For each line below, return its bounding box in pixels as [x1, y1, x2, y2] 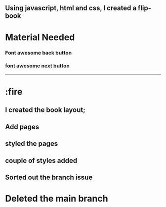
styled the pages [5, 140, 58, 148]
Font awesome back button [5, 49, 72, 56]
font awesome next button [5, 62, 70, 69]
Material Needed [5, 32, 75, 43]
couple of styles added [5, 156, 78, 165]
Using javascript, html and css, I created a [5, 4, 137, 12]
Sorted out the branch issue [5, 173, 93, 181]
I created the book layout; [5, 106, 85, 114]
